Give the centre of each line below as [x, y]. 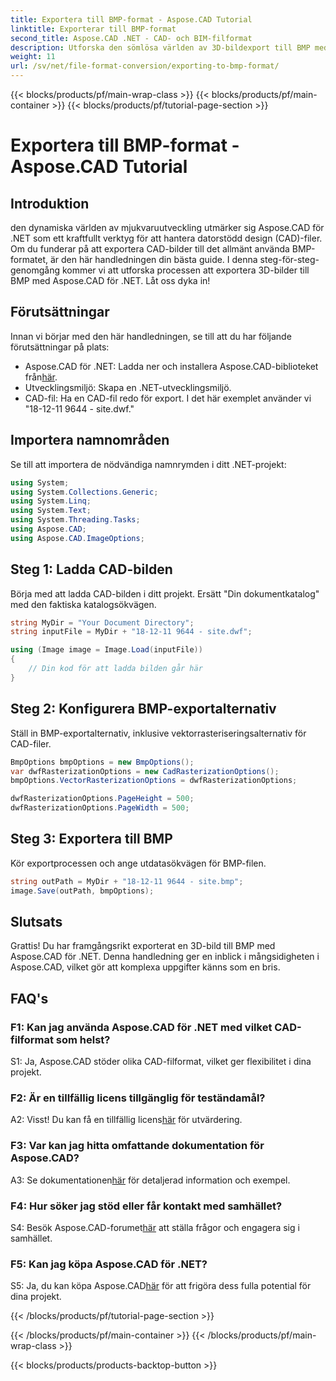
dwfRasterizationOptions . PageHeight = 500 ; [102, 799]
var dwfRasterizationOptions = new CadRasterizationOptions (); [145, 771]
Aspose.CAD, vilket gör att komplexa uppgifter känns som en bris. [145, 967]
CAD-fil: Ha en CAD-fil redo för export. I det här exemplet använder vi [168, 398]
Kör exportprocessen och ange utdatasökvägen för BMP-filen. [138, 863]
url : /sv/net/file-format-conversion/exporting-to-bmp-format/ [145, 66]
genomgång [35, 270]
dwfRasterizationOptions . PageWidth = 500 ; [100, 808]
